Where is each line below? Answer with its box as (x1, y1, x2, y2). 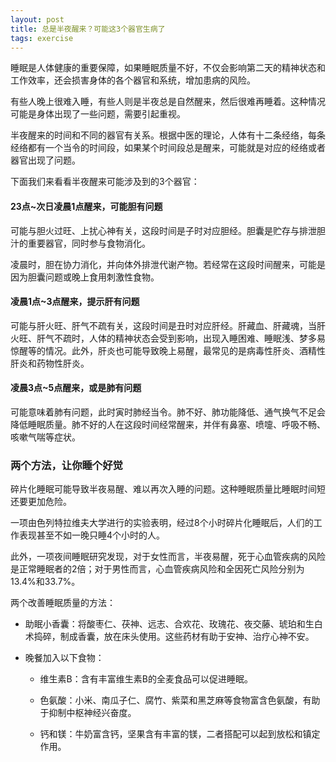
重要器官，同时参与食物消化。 (27, 237, 151, 249)
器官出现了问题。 (10, 154, 81, 166)
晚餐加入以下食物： (24, 652, 105, 664)
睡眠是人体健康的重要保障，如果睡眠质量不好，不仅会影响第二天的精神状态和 (10, 62, 326, 74)
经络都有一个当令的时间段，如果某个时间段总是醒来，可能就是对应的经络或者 (10, 142, 326, 154)
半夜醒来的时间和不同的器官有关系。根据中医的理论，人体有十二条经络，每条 (10, 129, 326, 141)
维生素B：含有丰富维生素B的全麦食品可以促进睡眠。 (39, 673, 253, 685)
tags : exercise (10, 33, 74, 43)
